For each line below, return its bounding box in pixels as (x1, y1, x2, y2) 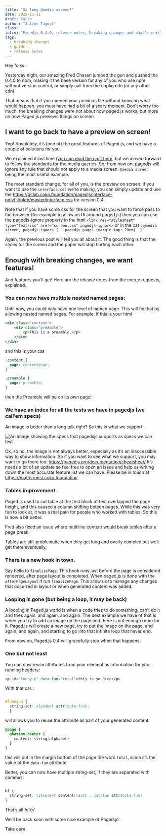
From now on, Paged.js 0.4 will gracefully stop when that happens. (5, 638, 141, 644)
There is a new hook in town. (5, 556, 76, 563)
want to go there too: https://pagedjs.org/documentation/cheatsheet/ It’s (5, 459, 153, 465)
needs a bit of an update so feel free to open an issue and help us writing (5, 464, 154, 470)
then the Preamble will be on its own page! (5, 394, 92, 400)
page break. (5, 529, 30, 535)
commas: (5, 774, 24, 780)
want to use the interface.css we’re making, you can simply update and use (5, 187, 161, 193)
